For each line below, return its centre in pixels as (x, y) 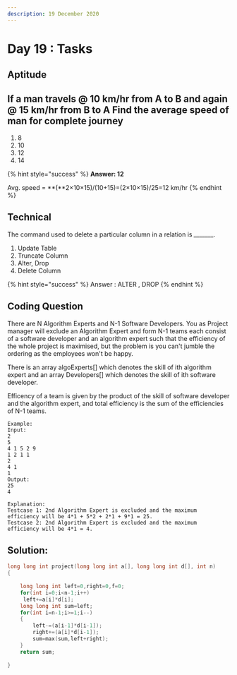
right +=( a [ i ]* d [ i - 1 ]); (66, 633)
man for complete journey (65, 121)
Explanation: (26, 504)
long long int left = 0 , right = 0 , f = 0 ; (72, 587)
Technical (29, 217)
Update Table (37, 248)
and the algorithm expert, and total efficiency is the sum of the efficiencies (116, 403)
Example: (20, 424)
